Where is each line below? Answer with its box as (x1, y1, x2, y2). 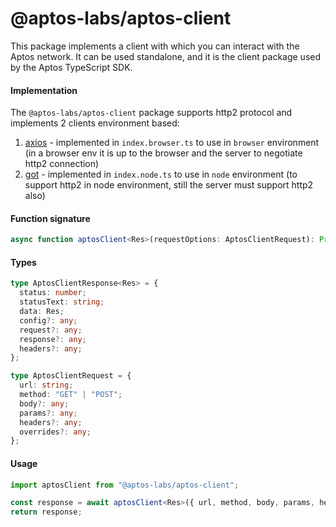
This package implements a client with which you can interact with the (10, 40, 300, 52)
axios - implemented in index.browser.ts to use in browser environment (24, 137, 320, 149)
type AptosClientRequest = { (10, 371, 132, 381)
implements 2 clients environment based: (10, 117, 180, 129)
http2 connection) (24, 158, 100, 170)
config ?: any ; (19, 315, 78, 326)
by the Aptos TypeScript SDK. (10, 61, 133, 73)
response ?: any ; (19, 334, 87, 344)
